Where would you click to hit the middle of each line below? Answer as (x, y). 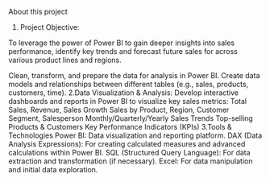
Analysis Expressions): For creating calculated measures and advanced (127, 144)
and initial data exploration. (53, 170)
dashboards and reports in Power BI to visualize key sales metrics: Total (128, 101)
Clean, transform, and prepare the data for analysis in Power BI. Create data (134, 75)
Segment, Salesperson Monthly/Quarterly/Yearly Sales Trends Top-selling (131, 118)
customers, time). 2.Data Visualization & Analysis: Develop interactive (124, 93)
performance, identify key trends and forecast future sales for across (123, 51)
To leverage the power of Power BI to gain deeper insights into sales (122, 43)
